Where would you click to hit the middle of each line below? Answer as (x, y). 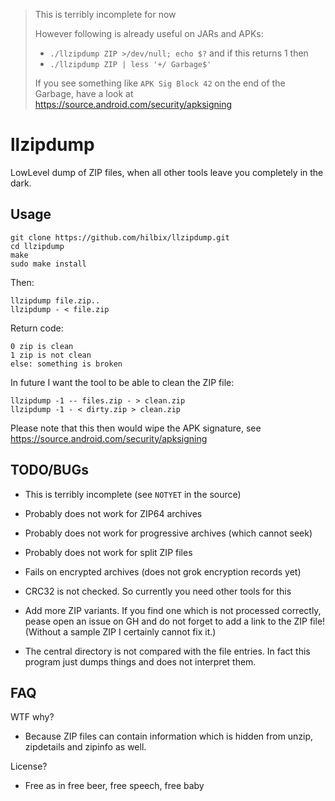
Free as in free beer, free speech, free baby (114, 786)
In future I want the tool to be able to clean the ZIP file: (122, 382)
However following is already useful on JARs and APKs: (149, 33)
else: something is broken (66, 364)
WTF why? (32, 717)
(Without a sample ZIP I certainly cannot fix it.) (120, 631)
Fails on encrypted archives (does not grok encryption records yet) (163, 571)
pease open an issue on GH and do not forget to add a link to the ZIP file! (175, 621)
